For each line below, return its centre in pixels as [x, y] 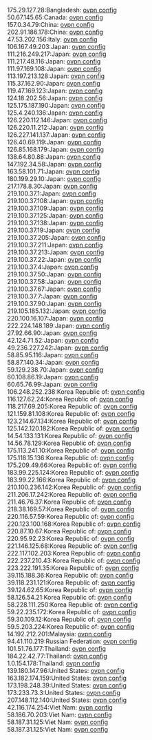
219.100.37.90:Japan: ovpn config [54, 304]
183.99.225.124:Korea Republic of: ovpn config [73, 472]
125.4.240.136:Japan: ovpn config [55, 113]
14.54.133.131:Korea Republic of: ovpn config [70, 436]
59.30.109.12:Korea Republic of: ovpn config [69, 619]
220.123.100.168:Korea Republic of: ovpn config [74, 524]
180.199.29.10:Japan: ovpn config [54, 179]
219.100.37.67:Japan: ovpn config [54, 289]
